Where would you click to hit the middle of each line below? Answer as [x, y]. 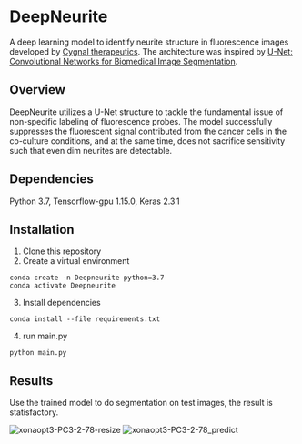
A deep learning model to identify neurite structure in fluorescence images [149, 42]
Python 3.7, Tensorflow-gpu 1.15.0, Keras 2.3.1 [95, 201]
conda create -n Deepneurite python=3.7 [87, 278]
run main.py [45, 336]
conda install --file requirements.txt [85, 319]
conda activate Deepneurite [63, 286]
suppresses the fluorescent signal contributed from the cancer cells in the [148, 131]
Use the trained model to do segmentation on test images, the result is [141, 403]
